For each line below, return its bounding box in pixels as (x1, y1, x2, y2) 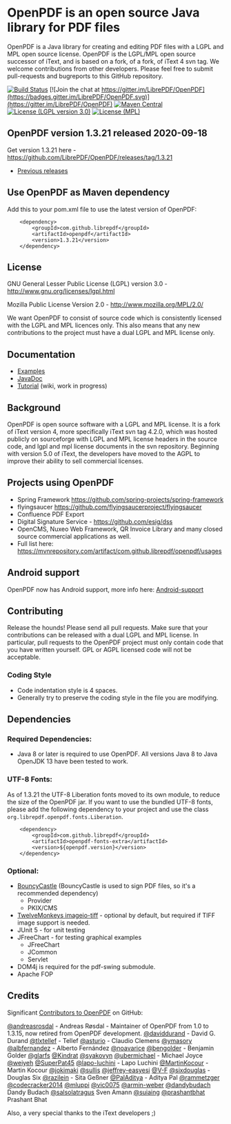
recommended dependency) (17, 889, 99, 898)
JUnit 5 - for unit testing (17, 926, 86, 934)
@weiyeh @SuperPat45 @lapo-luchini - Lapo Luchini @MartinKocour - (7, 1058, 209, 1067)
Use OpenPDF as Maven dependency (7, 187, 170, 199)
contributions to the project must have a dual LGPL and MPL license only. (7, 329, 215, 337)
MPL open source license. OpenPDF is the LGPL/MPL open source (7, 50, 197, 58)
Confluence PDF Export (17, 510, 85, 518)
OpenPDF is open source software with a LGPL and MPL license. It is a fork (7, 420, 221, 428)
